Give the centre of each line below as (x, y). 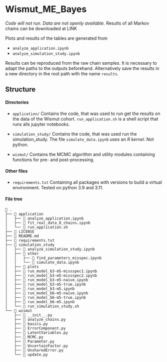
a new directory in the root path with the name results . (62, 73)
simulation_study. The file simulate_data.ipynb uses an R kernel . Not (83, 139)
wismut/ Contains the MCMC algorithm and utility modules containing (83, 154)
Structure (20, 90)
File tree (14, 199)
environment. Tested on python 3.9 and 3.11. (58, 187)
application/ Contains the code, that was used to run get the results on (86, 113)
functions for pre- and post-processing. (53, 160)
